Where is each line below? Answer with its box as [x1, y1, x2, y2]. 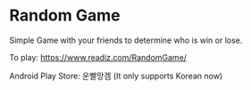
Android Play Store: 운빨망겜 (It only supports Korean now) [9, 70, 223, 81]
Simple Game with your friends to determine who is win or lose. [9, 35, 243, 45]
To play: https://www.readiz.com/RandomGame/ [9, 52, 188, 62]
